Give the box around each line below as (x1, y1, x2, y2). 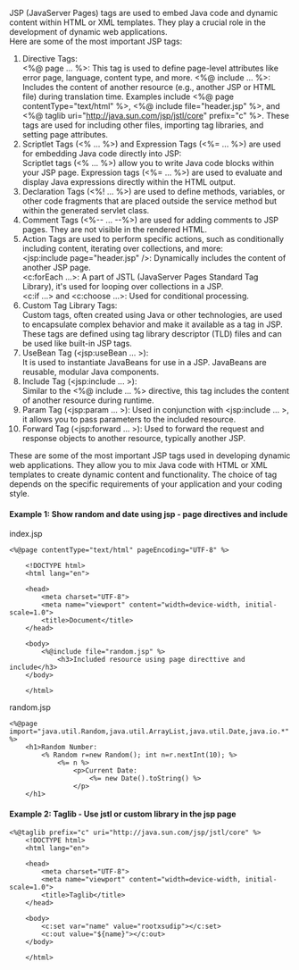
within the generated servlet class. (21, 205, 150, 215)
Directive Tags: (21, 54, 79, 63)
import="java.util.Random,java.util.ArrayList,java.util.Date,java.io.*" (9, 727, 290, 736)
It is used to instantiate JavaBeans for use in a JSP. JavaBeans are (21, 357, 267, 367)
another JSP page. (21, 263, 91, 272)
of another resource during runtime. (21, 395, 154, 406)
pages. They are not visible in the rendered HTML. (21, 224, 208, 235)
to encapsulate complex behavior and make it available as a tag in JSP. (21, 319, 283, 330)
